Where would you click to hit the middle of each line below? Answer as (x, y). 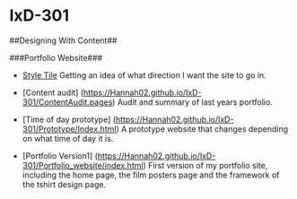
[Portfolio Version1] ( (60, 156)
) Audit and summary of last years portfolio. (192, 102)
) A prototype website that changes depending (202, 129)
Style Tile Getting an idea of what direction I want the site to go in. (144, 75)
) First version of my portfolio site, (205, 165)
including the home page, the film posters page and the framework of (151, 175)
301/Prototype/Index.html (69, 129)
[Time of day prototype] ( (69, 119)
